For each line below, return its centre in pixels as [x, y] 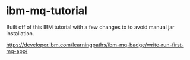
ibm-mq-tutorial [47, 11]
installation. [20, 33]
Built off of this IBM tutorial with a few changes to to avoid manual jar [90, 27]
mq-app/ [17, 51]
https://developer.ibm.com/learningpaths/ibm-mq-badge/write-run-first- [95, 45]
